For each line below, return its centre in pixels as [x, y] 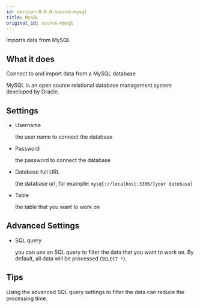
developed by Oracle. [33, 92]
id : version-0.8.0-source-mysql [47, 12]
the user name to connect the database [64, 137]
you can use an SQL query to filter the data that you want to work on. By [104, 252]
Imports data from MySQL [38, 40]
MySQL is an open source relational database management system [89, 86]
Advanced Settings [43, 226]
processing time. [27, 298]
